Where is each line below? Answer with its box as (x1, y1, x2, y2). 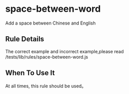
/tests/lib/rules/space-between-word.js (5, 54, 89, 60)
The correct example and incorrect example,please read (5, 48, 124, 54)
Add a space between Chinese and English (5, 20, 96, 26)
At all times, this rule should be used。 (5, 83, 87, 89)
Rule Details (5, 35, 45, 43)
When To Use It (5, 68, 55, 77)
